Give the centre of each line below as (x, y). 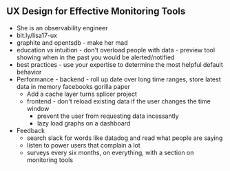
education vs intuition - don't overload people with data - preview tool (115, 50)
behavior (29, 72)
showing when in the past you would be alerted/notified (95, 57)
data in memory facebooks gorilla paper (73, 86)
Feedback (31, 130)
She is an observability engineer (62, 28)
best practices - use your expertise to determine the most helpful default (119, 64)
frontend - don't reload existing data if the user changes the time (118, 101)
